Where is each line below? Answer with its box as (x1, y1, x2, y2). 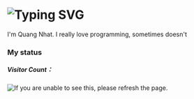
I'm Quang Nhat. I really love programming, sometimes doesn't (7, 30, 187, 38)
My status (7, 47, 43, 57)
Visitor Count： (7, 66, 54, 74)
